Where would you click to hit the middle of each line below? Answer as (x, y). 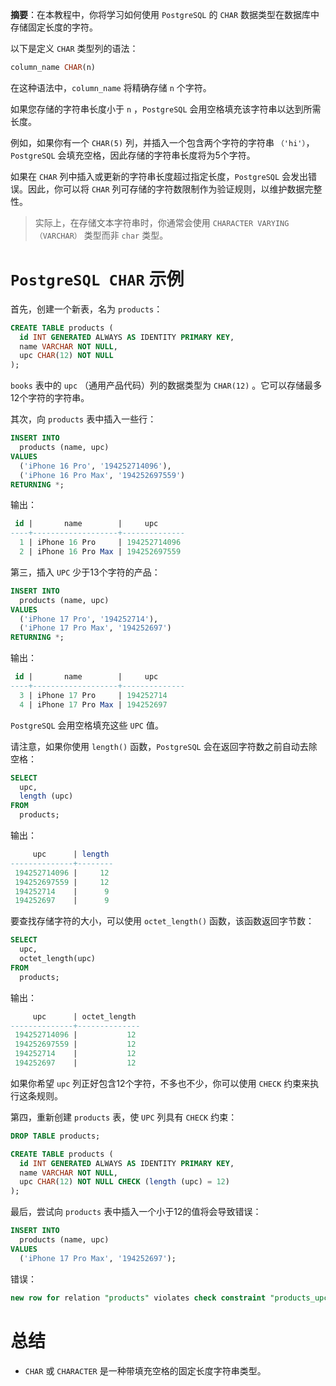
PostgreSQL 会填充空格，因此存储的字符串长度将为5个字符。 (133, 155)
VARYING (273, 223)
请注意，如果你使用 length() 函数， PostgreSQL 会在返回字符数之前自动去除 (164, 746)
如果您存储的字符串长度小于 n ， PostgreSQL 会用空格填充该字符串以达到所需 (166, 109)
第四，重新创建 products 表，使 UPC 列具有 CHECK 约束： (124, 1117)
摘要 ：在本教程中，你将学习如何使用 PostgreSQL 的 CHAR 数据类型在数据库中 (165, 14)
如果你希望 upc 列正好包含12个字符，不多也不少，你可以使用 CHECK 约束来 (160, 1083)
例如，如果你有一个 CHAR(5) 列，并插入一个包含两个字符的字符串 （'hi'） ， (162, 142)
